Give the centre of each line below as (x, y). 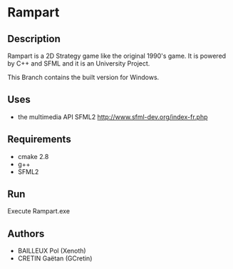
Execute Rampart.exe (38, 211)
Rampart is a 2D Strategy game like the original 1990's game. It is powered (117, 56)
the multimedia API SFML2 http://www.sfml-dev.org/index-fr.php (113, 117)
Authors (26, 234)
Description (34, 39)
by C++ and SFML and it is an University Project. (79, 64)
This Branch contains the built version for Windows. (83, 77)
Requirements (39, 139)
